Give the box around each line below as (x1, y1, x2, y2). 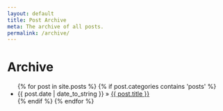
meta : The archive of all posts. (7, 23, 104, 30)
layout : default (7, 10, 54, 17)
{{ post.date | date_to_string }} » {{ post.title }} (17, 89, 150, 98)
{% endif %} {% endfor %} (17, 97, 94, 105)
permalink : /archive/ (7, 29, 70, 37)
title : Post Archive (7, 17, 67, 24)
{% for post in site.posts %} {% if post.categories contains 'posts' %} (17, 83, 217, 91)
